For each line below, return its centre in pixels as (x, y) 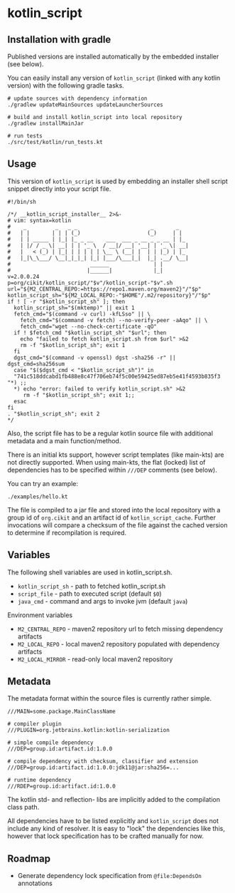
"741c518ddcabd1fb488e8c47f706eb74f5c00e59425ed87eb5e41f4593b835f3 (117, 376)
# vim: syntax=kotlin (39, 220)
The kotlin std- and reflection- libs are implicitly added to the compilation (114, 800)
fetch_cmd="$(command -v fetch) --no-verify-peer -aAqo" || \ (114, 320)
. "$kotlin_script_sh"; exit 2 (54, 414)
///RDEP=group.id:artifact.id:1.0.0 (61, 786)
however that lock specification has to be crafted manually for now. (106, 836)
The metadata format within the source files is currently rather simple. (109, 698)
